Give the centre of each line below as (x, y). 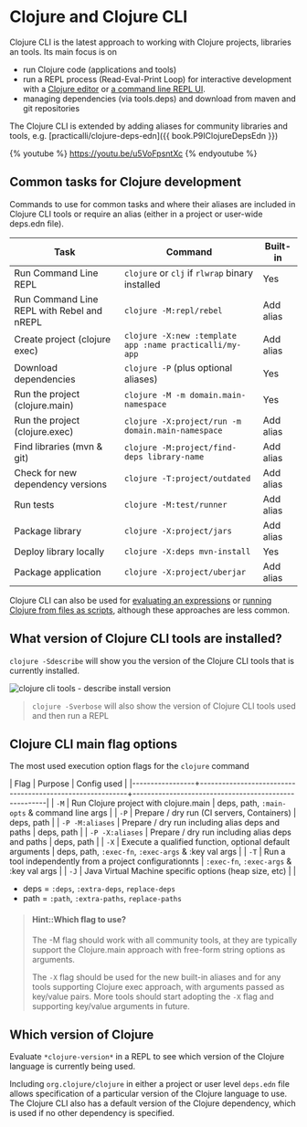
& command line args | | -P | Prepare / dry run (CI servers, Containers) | (162, 813)
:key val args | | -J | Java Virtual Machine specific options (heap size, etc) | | (153, 871)
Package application (58, 572)
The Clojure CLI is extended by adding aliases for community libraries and (148, 126)
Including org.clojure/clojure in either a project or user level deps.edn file (150, 1084)
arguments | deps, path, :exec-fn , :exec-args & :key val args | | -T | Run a (148, 852)
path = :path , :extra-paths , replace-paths (102, 899)
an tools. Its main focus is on (63, 51)
